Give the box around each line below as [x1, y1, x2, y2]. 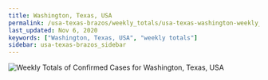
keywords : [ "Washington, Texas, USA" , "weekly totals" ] [8, 33, 198, 42]
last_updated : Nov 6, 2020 [8, 26, 98, 34]
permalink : [8, 19, 45, 27]
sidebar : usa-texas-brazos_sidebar [8, 41, 127, 49]
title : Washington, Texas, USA [8, 11, 112, 20]
